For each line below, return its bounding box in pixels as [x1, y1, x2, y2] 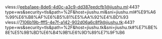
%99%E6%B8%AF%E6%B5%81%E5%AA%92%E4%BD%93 [5, 14, 129, 20]
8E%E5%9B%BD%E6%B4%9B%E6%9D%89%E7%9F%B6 [5, 30, 125, 35]
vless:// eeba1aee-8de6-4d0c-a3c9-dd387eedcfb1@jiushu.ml [5, 4, 128, 10]
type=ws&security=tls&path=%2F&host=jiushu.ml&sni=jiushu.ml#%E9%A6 [5, 9, 156, 15]
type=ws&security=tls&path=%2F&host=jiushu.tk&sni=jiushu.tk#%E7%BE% [5, 25, 158, 30]
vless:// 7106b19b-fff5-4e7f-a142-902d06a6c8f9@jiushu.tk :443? [5, 19, 135, 25]
